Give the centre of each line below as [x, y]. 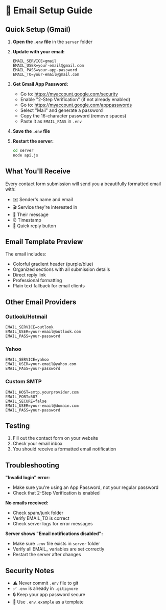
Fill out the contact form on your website [55, 438]
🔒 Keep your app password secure [49, 595]
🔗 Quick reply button [34, 226]
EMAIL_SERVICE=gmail [34, 61]
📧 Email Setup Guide [49, 11]
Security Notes [30, 571]
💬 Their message [30, 214]
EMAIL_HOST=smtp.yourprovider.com [42, 392]
